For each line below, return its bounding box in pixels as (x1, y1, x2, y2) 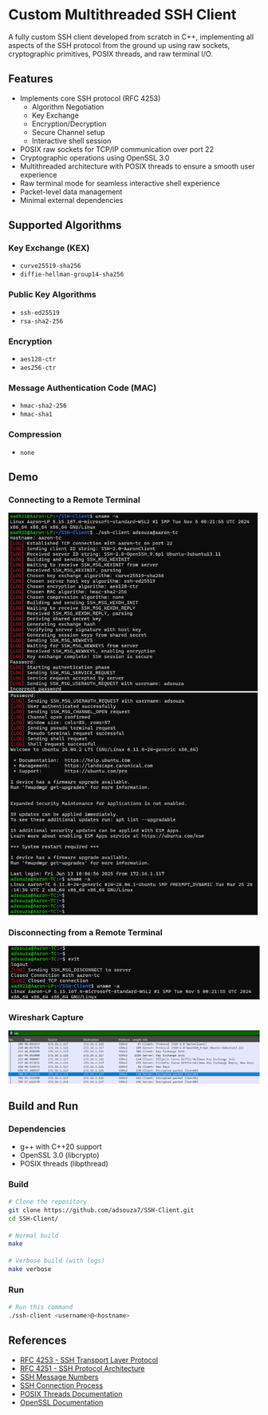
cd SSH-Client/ (8, 1214, 59, 1222)
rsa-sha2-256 (19, 317, 64, 325)
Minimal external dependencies (19, 195, 124, 205)
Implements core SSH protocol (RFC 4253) (19, 94, 161, 103)
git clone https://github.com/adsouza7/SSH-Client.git (8, 1206, 195, 1214)
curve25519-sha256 (19, 262, 81, 270)
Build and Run (8, 1099, 78, 1113)
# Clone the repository (8, 1198, 88, 1206)
